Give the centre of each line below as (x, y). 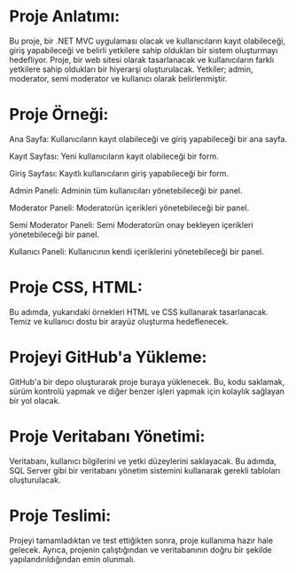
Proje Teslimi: (60, 515)
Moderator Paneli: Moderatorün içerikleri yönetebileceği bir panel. (129, 208)
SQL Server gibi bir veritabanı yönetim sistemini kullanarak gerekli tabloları (145, 470)
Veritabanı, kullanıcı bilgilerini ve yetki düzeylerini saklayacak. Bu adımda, (143, 461)
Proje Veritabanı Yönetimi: (107, 436)
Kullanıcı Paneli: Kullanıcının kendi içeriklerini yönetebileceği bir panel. (136, 251)
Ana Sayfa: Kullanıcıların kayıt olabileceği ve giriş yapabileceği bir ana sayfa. (148, 138)
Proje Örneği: (59, 115)
